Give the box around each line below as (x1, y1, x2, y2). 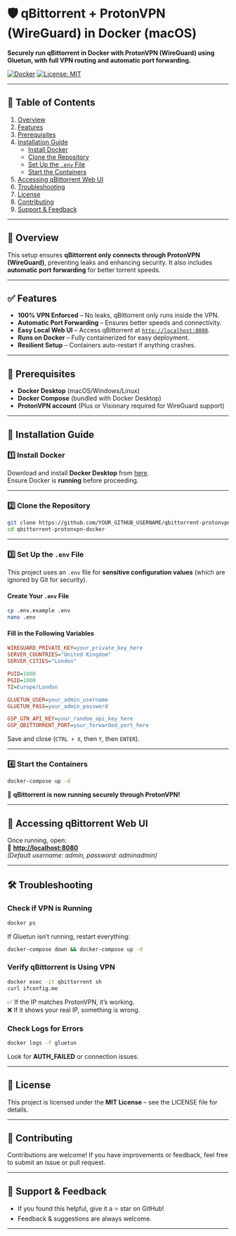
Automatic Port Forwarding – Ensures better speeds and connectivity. (17, 318, 222, 327)
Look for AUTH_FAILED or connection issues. (7, 1052, 139, 1060)
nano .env (7, 614, 37, 621)
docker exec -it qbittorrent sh (7, 978, 102, 985)
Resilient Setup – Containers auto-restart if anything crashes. (17, 341, 197, 349)
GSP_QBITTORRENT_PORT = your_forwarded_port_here (7, 722, 150, 729)
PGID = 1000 (7, 676, 37, 684)
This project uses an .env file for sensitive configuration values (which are (7, 568, 225, 577)
